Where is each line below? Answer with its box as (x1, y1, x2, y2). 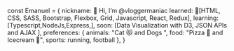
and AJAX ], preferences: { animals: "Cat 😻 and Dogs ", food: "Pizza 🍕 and (7, 28, 223, 37)
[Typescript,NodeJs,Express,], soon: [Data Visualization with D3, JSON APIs (7, 21, 228, 29)
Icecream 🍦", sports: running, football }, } (7, 36, 126, 44)
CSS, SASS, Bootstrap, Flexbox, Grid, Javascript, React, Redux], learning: (7, 14, 219, 22)
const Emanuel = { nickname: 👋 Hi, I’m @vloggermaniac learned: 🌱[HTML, (7, 7, 221, 14)
